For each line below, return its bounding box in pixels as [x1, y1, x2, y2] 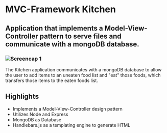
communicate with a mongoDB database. [5, 40, 139, 48]
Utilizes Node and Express [12, 111, 68, 117]
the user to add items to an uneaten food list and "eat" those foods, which [5, 72, 161, 78]
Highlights [5, 92, 39, 101]
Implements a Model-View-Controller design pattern [12, 105, 123, 112]
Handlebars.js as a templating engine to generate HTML [12, 122, 131, 128]
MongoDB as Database [12, 116, 62, 123]
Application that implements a [5, 24, 103, 33]
